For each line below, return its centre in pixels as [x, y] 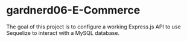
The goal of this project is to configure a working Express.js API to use [93, 27]
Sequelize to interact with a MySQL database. [63, 33]
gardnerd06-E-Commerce [73, 10]
